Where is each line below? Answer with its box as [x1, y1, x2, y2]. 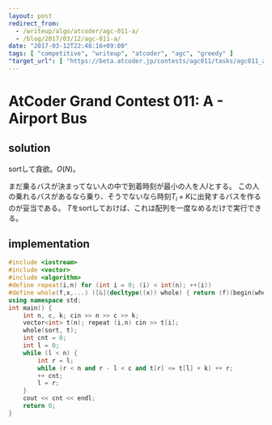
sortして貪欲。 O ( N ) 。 [8, 164, 80, 174]
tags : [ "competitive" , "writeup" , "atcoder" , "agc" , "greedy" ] [8, 49, 234, 58]
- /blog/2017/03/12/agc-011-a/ [15, 34, 121, 43]
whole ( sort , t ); [23, 326, 79, 335]
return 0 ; [23, 402, 57, 410]
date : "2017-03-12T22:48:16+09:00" [8, 42, 129, 50]
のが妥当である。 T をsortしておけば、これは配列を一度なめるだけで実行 [8, 203, 248, 212]
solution [8, 141, 51, 155]
